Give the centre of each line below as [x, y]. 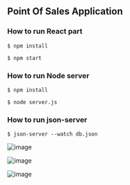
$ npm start [24, 58]
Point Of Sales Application [65, 12]
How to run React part [45, 31]
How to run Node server [48, 75]
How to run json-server [47, 119]
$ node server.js [32, 102]
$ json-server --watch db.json [52, 134]
